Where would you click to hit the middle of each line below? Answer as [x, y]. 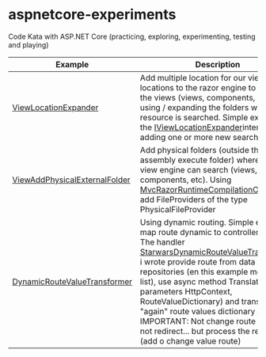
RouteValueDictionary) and [190, 301]
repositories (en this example [194, 272]
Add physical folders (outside [194, 150]
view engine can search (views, [198, 169]
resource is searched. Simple [194, 117]
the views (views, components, [198, 97]
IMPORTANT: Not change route [198, 321]
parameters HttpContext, [186, 291]
